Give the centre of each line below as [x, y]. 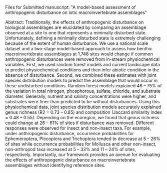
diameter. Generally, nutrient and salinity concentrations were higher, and [81, 96]
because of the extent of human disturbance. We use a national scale [77, 43]
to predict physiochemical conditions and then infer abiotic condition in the [82, 70]
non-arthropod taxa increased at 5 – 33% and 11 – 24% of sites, [71, 149]
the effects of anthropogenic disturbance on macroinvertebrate [70, 160]
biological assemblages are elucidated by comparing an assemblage [76, 27]
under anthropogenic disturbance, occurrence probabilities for [69, 133]
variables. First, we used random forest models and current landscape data [82, 65]
